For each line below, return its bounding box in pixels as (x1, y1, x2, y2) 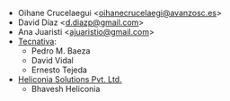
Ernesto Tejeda (31, 64, 88, 75)
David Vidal (31, 55, 74, 65)
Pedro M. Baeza (31, 46, 91, 56)
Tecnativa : (17, 36, 57, 46)
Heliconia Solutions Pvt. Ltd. (17, 74, 123, 84)
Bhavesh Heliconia (31, 84, 101, 94)
